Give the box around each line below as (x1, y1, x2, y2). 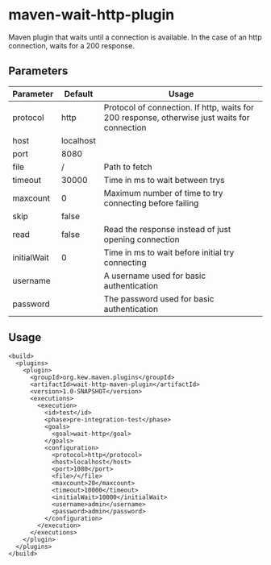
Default (64, 88, 94, 99)
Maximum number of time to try (103, 187, 223, 198)
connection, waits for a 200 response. (8, 40, 135, 50)
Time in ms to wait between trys (103, 174, 225, 185)
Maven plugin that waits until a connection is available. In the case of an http (8, 32, 262, 42)
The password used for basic (103, 293, 215, 304)
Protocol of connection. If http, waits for (103, 102, 254, 113)
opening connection (103, 234, 180, 245)
